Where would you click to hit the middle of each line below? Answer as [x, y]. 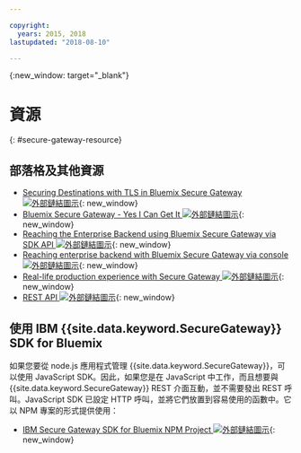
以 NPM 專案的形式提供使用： [64, 410]
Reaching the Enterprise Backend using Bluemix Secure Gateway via [149, 234]
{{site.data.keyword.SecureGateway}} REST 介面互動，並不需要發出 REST [146, 388]
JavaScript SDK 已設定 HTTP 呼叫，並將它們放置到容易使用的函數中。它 [158, 399]
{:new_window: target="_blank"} [70, 75]
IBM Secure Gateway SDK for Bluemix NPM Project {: [149, 429]
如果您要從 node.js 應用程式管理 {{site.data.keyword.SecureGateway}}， [143, 365]
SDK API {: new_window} [97, 245]
